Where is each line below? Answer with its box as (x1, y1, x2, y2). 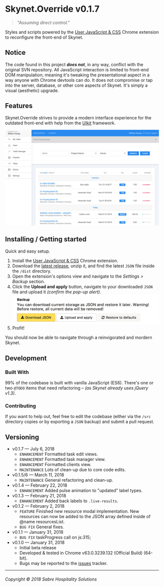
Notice (5, 48, 26, 57)
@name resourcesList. (19, 519, 65, 525)
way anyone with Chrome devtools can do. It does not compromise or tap (5, 77, 153, 83)
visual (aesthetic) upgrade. (5, 87, 59, 94)
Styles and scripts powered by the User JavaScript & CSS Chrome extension (5, 29, 159, 35)
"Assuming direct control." (17, 20, 70, 25)
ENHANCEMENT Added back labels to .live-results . (19, 498, 119, 504)
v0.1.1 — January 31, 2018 (12, 529, 63, 535)
